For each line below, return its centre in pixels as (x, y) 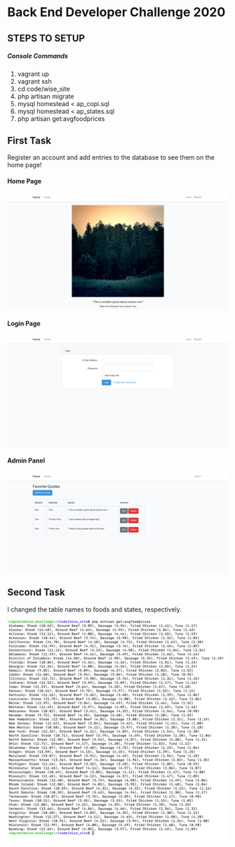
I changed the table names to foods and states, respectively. (95, 609)
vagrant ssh (35, 81)
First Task (29, 140)
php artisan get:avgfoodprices (61, 118)
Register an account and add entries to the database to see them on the (111, 157)
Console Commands (38, 56)
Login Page (24, 323)
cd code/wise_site (43, 89)
